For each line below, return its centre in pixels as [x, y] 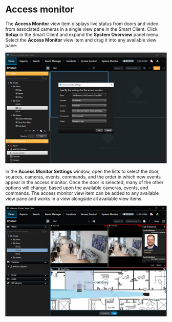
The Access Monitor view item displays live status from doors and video [82, 24]
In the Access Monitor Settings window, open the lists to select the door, [82, 171]
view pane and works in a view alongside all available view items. [74, 198]
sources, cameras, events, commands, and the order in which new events [83, 177]
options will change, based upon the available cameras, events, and [77, 188]
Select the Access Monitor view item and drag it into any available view [81, 40]
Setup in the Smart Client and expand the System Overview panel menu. [82, 34]
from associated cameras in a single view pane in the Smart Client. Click [81, 29]
